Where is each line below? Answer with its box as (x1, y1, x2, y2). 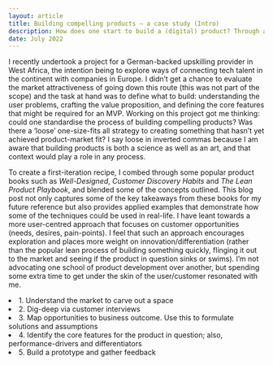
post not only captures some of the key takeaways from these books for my (8, 193, 262, 203)
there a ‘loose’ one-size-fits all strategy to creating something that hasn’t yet (8, 126, 265, 136)
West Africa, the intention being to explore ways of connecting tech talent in (8, 66, 263, 76)
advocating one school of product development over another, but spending (8, 263, 260, 272)
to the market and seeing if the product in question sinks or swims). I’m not (8, 254, 259, 264)
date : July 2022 (8, 34, 63, 43)
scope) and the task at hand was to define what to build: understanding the (8, 91, 260, 102)
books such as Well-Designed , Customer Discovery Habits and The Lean (8, 176, 253, 186)
